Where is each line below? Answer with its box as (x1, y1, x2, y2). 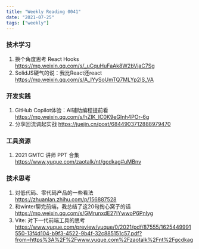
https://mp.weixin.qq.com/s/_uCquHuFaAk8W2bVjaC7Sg (14, 62, 155, 69)
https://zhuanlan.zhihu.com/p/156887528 (14, 195, 117, 203)
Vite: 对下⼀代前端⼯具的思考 (14, 216, 85, 224)
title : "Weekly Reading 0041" (6, 8, 82, 15)
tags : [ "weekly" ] (6, 20, 49, 26)
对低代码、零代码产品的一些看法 (14, 189, 94, 196)
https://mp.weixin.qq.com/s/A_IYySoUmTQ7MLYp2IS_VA (14, 76, 154, 83)
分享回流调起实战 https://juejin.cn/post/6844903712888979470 (14, 120, 171, 127)
